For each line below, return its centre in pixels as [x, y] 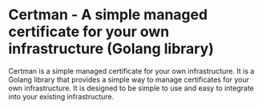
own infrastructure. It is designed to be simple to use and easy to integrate [131, 88]
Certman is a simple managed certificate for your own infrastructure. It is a [131, 71]
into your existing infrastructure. [61, 96]
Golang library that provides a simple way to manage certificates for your [129, 79]
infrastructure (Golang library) [111, 49]
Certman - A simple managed [108, 15]
